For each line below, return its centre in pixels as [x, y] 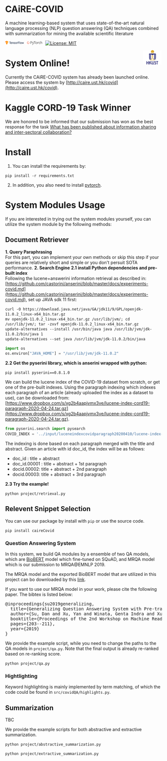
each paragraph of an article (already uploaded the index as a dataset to [79, 393]
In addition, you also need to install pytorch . [57, 185]
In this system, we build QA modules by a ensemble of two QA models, [78, 554]
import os [15, 348]
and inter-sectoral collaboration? [39, 132]
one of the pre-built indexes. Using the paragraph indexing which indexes [81, 387]
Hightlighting [21, 676]
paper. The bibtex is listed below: [39, 595]
